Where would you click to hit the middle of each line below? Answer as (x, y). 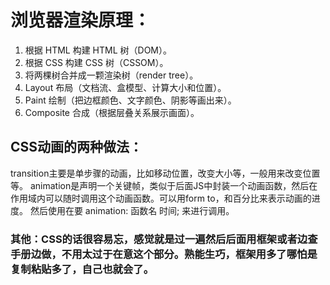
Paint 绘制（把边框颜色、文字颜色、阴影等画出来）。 (130, 100)
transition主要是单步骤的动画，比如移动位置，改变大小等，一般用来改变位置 (165, 173)
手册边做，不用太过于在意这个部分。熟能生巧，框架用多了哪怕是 (164, 254)
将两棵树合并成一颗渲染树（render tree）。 (111, 75)
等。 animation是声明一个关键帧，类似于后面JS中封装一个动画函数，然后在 (164, 185)
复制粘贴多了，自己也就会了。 (82, 269)
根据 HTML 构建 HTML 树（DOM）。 (98, 50)
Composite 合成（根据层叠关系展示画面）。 (112, 112)
